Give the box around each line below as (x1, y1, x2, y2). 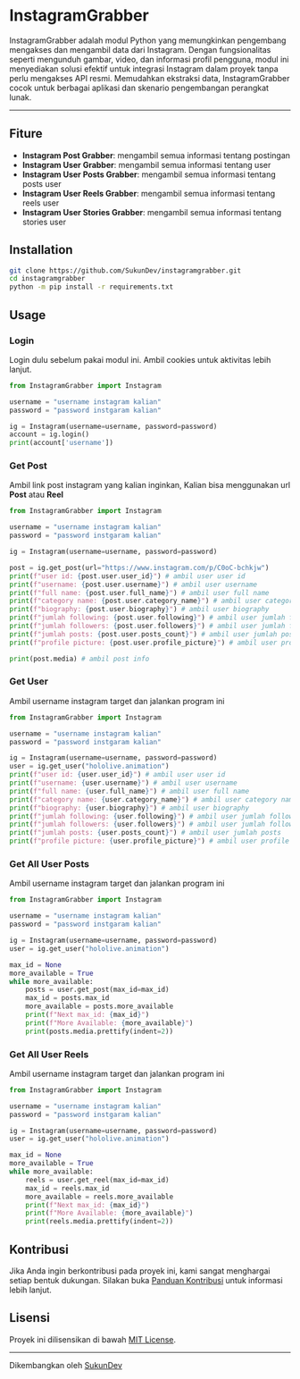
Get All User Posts (9, 858, 89, 870)
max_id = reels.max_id (25, 1183, 110, 1193)
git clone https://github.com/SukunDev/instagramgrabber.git (9, 265, 242, 275)
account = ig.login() (9, 430, 90, 439)
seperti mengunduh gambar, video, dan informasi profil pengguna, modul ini (9, 54, 289, 64)
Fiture (9, 126, 43, 141)
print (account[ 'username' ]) (9, 439, 114, 448)
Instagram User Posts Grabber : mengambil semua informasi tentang (21, 169, 276, 180)
